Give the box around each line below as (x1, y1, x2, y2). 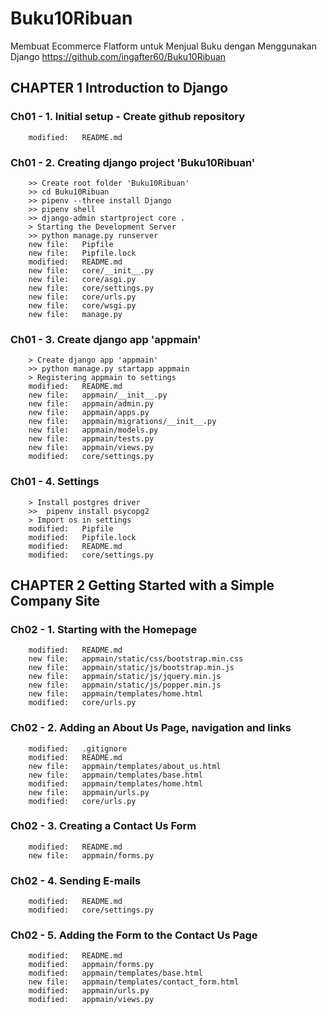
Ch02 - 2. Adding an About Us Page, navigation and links (10, 721, 292, 735)
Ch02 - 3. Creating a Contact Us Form (10, 819, 197, 833)
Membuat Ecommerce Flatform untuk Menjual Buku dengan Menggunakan (10, 40, 317, 52)
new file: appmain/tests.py (28, 434, 155, 444)
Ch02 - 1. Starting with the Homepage (10, 622, 198, 636)
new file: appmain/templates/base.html (28, 770, 203, 780)
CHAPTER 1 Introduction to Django (10, 80, 229, 97)
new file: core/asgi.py (28, 274, 137, 284)
